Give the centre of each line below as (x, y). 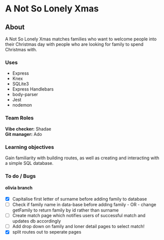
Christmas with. (21, 50)
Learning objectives (30, 147)
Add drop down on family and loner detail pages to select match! (78, 227)
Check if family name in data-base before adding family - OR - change (84, 205)
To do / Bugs (21, 176)
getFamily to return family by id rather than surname (65, 210)
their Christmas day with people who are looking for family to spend (74, 44)
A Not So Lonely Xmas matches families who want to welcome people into (81, 39)
